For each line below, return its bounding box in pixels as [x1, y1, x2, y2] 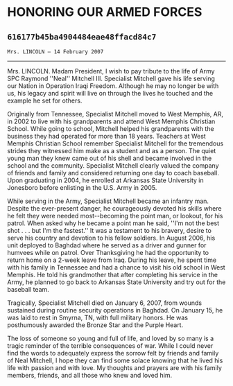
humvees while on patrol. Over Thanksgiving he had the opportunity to [7, 249, 209, 256]
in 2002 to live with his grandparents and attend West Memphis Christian [7, 117, 216, 125]
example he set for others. [7, 96, 83, 105]
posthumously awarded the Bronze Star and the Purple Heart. [7, 321, 184, 329]
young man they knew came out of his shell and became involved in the [7, 154, 212, 162]
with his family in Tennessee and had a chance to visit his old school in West [7, 263, 225, 271]
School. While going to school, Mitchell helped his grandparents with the [7, 125, 214, 132]
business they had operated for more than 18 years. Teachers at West [7, 132, 206, 140]
